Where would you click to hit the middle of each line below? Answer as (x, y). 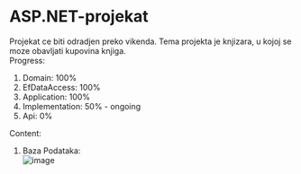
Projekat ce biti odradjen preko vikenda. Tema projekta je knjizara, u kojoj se (150, 41)
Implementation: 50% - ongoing (82, 106)
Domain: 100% (50, 77)
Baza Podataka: (51, 151)
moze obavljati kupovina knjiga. (68, 50)
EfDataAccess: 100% (61, 87)
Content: (26, 133)
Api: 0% (37, 116)
